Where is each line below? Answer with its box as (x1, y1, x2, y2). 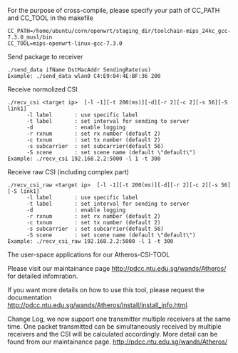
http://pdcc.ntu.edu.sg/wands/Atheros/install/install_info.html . (7, 301, 190, 309)
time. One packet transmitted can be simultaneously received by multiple (7, 322, 222, 331)
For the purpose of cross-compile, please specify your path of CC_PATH (7, 6, 220, 14)
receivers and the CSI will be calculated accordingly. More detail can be (7, 330, 218, 338)
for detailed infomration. (7, 272, 78, 280)
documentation (7, 293, 52, 302)
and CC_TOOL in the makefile (7, 14, 94, 22)
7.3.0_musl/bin (7, 34, 53, 41)
